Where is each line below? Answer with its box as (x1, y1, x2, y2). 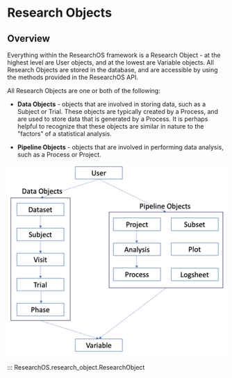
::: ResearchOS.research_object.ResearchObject (7, 363, 145, 371)
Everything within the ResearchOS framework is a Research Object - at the (7, 51, 221, 59)
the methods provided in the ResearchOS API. (7, 73, 139, 81)
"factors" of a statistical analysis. (17, 130, 113, 138)
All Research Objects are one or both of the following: (7, 87, 161, 94)
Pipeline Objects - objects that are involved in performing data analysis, (17, 143, 224, 151)
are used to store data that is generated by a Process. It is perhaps (17, 115, 208, 123)
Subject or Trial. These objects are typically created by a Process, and (17, 108, 219, 115)
